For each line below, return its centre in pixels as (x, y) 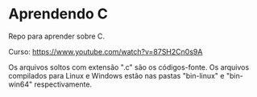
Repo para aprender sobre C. (57, 36)
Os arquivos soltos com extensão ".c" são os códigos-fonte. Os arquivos (129, 67)
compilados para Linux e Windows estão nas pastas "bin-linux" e (116, 75)
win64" (21, 84)
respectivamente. (63, 84)
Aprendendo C (58, 14)
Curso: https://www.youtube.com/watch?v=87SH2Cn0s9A (106, 51)
